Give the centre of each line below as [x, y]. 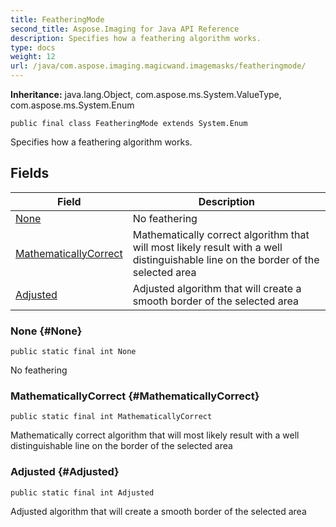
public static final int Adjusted [82, 492]
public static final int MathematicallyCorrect [111, 417]
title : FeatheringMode [57, 19]
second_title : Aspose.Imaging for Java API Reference [125, 29]
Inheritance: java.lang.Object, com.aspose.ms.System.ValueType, [146, 94]
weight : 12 [33, 57]
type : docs [33, 47]
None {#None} [46, 331]
